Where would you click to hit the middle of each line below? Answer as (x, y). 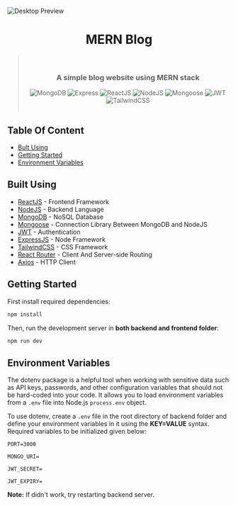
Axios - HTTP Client (46, 262)
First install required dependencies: (59, 301)
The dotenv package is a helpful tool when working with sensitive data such (118, 380)
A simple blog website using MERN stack (128, 77)
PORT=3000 (22, 444)
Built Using (32, 185)
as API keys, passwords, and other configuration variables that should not (115, 388)
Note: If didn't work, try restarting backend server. (81, 495)
